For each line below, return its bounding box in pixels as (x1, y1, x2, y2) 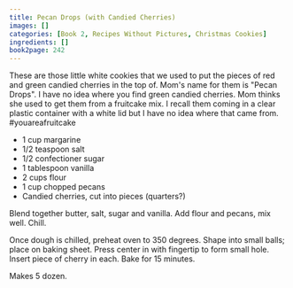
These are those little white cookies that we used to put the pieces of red (9, 70, 276, 81)
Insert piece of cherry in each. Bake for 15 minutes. (9, 253, 196, 264)
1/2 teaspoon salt (21, 144, 86, 155)
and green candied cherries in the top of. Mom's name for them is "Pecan (9, 80, 278, 90)
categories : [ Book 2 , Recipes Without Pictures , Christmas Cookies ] (9, 29, 267, 38)
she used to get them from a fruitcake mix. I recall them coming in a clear (9, 98, 276, 109)
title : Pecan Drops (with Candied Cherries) (9, 12, 176, 22)
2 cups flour (21, 172, 66, 183)
